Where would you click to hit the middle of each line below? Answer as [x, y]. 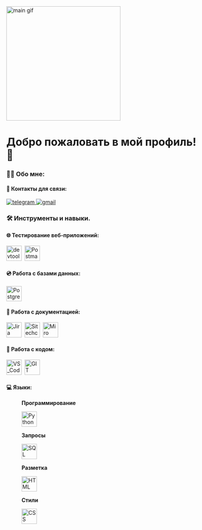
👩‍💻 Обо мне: [26, 174]
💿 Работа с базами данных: [44, 273]
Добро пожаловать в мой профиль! [101, 142]
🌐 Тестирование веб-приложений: [53, 235]
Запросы [33, 435]
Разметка [34, 468]
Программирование [49, 403]
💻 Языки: [19, 387]
